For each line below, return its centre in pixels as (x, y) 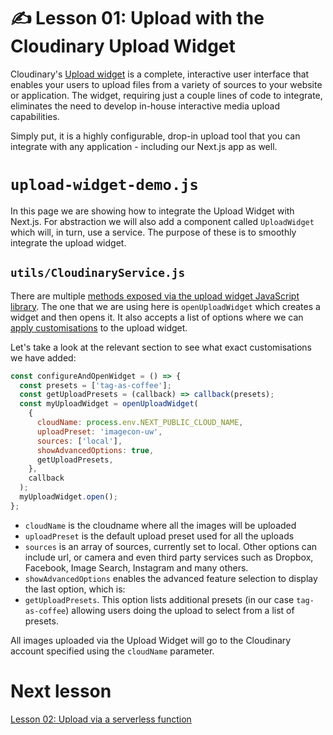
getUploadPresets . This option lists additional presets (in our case (159, 599)
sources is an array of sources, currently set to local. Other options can (171, 546)
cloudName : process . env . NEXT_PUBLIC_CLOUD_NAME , (140, 423)
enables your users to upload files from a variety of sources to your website (166, 84)
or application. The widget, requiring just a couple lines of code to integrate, (166, 95)
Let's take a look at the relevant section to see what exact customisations (161, 347)
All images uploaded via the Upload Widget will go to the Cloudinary (151, 640)
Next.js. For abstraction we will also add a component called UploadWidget (162, 221)
